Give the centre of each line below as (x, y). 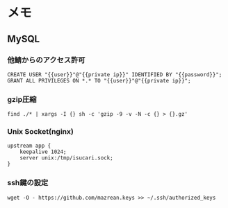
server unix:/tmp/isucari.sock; (66, 158)
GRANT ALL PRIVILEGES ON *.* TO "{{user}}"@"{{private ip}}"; (99, 80)
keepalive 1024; (43, 152)
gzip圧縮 (22, 99)
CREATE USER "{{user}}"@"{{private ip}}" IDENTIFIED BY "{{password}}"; (115, 75)
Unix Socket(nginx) (41, 132)
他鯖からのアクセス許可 (46, 60)
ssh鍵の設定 (28, 183)
